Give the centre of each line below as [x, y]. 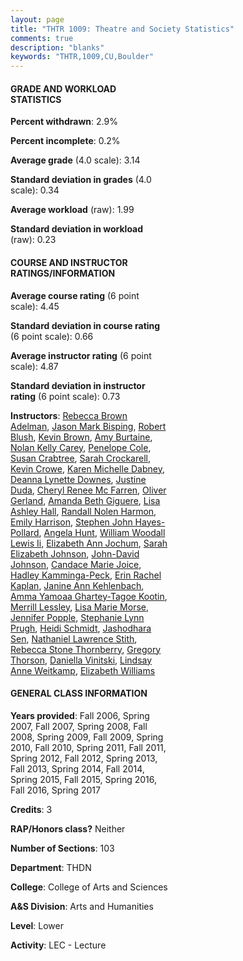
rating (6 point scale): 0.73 [65, 396]
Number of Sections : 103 [62, 848]
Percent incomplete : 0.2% [65, 141]
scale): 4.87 [34, 366]
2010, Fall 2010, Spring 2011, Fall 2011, [88, 747]
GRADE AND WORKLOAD [63, 88]
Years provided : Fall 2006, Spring [80, 715]
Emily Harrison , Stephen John [71, 522]
